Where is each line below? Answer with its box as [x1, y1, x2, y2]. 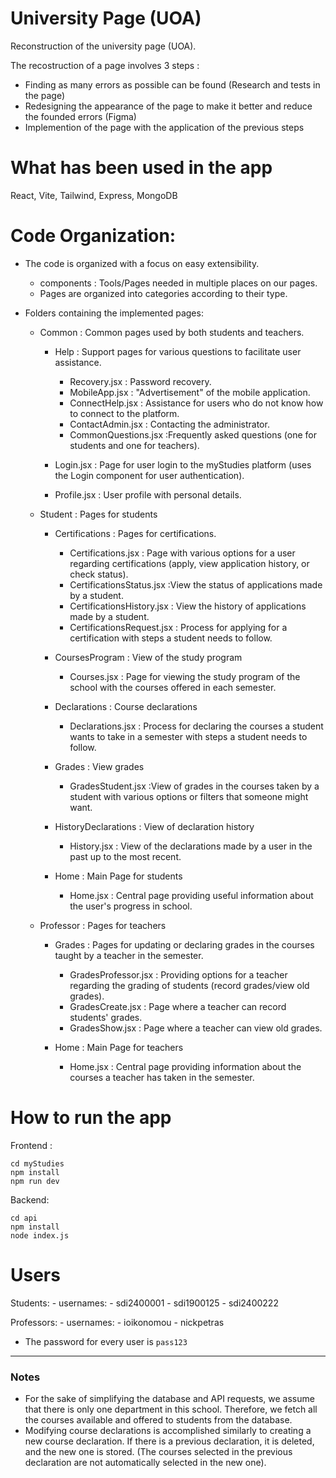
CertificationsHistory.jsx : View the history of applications [69, 600, 307, 612]
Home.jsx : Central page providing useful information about [69, 889, 314, 901]
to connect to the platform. [69, 407, 180, 419]
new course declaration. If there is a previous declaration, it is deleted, [24, 1435, 315, 1447]
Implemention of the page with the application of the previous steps [24, 121, 305, 133]
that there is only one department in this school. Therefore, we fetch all [24, 1403, 318, 1415]
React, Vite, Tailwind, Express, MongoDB [10, 189, 178, 201]
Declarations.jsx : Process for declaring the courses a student [69, 720, 324, 732]
